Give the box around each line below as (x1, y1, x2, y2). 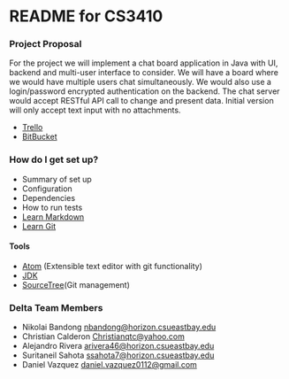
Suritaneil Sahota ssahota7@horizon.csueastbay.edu (21, 350, 215, 360)
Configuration (21, 183, 72, 194)
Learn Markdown (21, 211, 85, 222)
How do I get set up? (9, 153, 99, 166)
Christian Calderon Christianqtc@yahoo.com (21, 331, 186, 342)
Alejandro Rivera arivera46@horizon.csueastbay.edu (21, 341, 215, 352)
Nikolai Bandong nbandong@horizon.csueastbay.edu (21, 321, 217, 333)
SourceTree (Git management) (21, 279, 131, 290)
